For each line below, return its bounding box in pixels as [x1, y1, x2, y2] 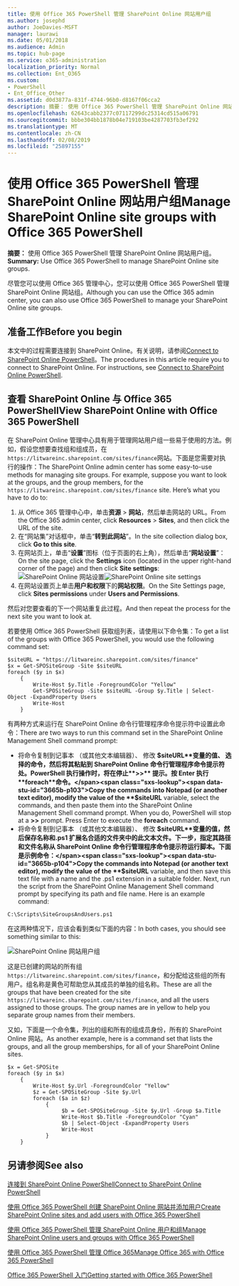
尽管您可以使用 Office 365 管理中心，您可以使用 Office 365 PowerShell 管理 [7, 279, 230, 288]
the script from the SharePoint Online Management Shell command [17, 881, 215, 891]
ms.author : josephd [7, 17, 65, 24]
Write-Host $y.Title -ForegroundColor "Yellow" [33, 681, 176, 688]
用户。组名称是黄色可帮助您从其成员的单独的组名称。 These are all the [7, 980, 212, 988]
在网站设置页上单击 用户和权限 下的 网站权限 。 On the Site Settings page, [17, 581, 225, 590]
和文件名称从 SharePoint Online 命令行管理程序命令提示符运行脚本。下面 [17, 842, 231, 851]
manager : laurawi [7, 30, 59, 38]
